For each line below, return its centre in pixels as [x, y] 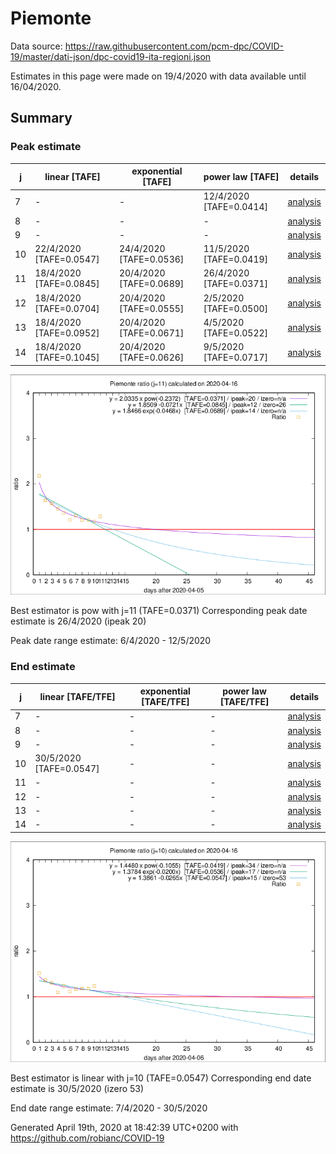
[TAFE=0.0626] [151, 358]
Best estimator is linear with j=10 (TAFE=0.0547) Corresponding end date [161, 1078]
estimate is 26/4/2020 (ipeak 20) [78, 621]
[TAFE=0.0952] [67, 333]
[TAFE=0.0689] [151, 284]
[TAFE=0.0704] [67, 308]
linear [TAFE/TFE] [77, 696]
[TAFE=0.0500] [236, 308]
